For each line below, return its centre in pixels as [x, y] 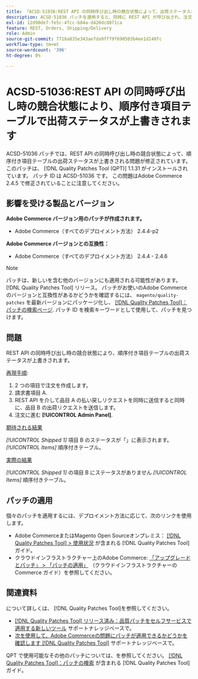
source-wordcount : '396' [37, 50]
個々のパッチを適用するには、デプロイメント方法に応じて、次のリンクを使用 [99, 515]
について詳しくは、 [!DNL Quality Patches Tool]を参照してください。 [89, 608]
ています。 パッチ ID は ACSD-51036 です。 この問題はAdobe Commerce [94, 175]
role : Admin [21, 34]
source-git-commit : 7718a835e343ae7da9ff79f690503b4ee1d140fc [84, 39]
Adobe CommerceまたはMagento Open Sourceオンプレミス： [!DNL [98, 536]
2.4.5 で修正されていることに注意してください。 [64, 183]
